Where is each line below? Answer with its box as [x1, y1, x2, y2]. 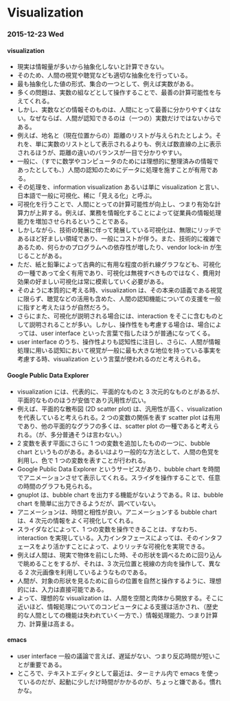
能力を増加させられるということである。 [16, 217, 132, 226]
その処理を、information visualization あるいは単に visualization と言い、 [16, 183, 223, 191]
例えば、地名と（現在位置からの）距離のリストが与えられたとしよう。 [16, 131, 216, 140]
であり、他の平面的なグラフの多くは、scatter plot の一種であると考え [16, 422, 214, 430]
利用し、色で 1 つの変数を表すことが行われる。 [16, 456, 150, 464]
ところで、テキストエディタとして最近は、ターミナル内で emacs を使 [16, 669, 213, 677]
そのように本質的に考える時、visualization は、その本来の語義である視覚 [16, 286, 222, 294]
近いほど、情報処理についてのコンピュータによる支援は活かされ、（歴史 [16, 602, 218, 610]
